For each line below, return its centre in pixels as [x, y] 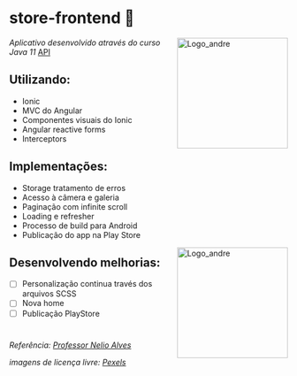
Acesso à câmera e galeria [70, 197]
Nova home [43, 303]
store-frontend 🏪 [72, 18]
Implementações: [58, 167]
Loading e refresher [58, 216]
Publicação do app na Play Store [81, 234]
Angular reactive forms [64, 129]
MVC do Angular [52, 111]
